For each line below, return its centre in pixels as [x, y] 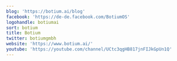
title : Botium [24, 33]
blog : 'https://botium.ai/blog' [46, 11]
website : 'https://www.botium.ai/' [50, 44]
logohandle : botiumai [33, 22]
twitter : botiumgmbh [31, 38]
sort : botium [22, 28]
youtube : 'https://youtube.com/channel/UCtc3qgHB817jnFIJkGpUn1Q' [89, 49]
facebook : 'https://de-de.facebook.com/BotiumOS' [68, 17]
